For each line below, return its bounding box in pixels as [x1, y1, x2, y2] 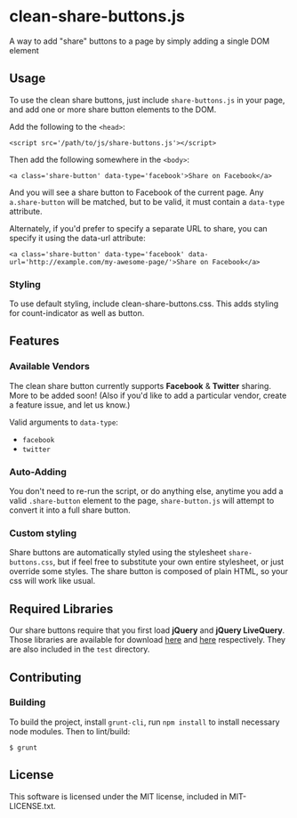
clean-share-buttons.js [9, 6, 185, 27]
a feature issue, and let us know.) [9, 399, 131, 410]
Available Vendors [9, 360, 91, 373]
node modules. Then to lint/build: [9, 725, 131, 736]
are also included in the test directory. [9, 644, 150, 655]
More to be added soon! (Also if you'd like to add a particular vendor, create [9, 390, 287, 401]
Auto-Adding [9, 466, 67, 478]
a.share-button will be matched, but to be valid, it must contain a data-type [9, 196, 285, 207]
